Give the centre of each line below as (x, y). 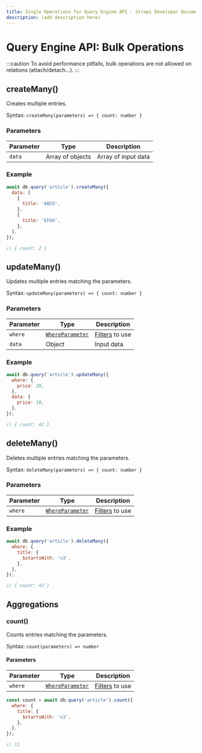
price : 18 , (31, 403)
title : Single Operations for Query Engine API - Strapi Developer (93, 12)
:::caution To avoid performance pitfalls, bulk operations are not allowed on (99, 64)
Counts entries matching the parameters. (57, 635)
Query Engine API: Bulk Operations (95, 47)
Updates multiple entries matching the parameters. (69, 281)
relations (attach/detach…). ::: (43, 70)
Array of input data (124, 156)
